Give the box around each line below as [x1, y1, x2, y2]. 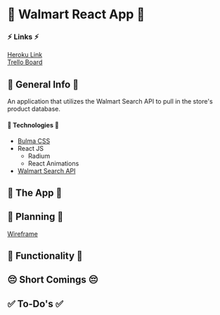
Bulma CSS [17, 137, 51, 145]
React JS [17, 144, 44, 152]
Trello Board [7, 58, 43, 66]
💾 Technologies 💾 [7, 121, 60, 129]
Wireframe [7, 229, 39, 238]
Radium [27, 152, 51, 160]
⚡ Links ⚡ [7, 32, 39, 42]
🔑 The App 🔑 [7, 187, 63, 199]
